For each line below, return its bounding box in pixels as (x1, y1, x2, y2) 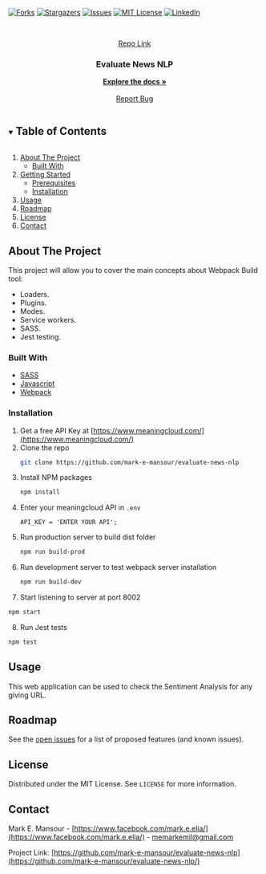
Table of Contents (15, 124, 107, 138)
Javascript (19, 379, 55, 388)
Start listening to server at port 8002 (19, 592, 141, 602)
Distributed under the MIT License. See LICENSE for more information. (8, 779, 236, 789)
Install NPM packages (19, 473, 92, 482)
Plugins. (19, 298, 47, 307)
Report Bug (115, 94, 154, 104)
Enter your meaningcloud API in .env (19, 502, 141, 513)
